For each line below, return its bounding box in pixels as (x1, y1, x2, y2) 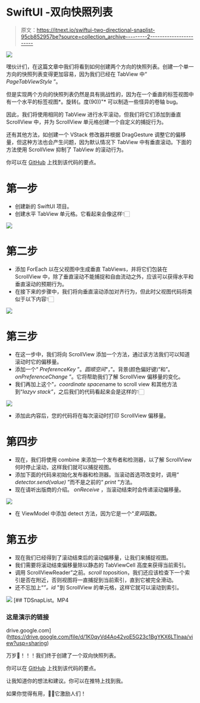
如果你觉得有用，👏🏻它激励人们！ (6, 690, 86, 697)
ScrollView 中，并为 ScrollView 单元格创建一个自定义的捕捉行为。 (6, 118, 167, 126)
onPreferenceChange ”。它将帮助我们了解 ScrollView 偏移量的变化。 (14, 373, 184, 380)
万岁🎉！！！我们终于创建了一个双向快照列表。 (6, 652, 120, 659)
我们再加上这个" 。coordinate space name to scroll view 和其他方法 (14, 380, 177, 387)
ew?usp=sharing (6, 639, 48, 646)
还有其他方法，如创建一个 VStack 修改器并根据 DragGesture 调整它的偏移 (6, 131, 186, 138)
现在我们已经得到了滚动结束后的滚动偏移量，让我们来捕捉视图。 (14, 554, 171, 561)
